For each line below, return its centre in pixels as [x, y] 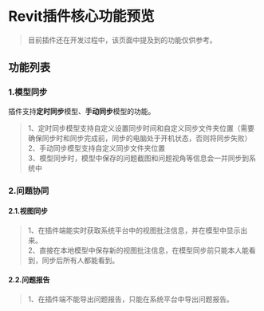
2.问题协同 [29, 191]
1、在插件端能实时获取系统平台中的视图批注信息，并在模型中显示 [134, 230]
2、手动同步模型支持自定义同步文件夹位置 [97, 148]
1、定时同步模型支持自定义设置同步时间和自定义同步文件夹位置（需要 [141, 128]
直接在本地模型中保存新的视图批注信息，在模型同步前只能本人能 [144, 250]
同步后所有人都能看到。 [81, 260]
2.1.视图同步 [28, 211]
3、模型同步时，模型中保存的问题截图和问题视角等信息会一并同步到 [138, 158]
